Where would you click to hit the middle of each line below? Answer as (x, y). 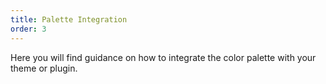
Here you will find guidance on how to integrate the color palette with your (163, 57)
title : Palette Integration (69, 19)
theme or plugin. (44, 68)
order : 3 (28, 29)
